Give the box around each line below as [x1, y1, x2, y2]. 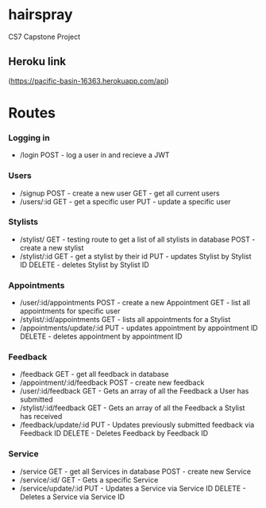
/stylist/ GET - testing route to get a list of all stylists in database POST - [19, 235, 256, 244]
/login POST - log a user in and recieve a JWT [19, 150, 170, 160]
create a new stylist [19, 242, 84, 252]
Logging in [8, 132, 50, 143]
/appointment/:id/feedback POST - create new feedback [19, 378, 205, 387]
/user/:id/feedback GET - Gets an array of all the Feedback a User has [19, 386, 249, 396]
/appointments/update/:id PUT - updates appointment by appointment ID [19, 324, 258, 333]
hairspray [8, 6, 73, 24]
